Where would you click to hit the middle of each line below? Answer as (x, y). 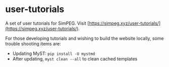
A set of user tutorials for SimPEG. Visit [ (47, 23)
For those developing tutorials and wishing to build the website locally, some (84, 38)
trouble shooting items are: (33, 43)
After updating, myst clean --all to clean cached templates (75, 58)
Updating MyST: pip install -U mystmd (54, 53)
